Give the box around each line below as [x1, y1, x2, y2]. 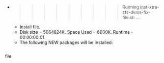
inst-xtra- [139, 4, 160, 10]
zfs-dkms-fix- [122, 9, 151, 15]
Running [122, 4, 139, 10]
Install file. [19, 24, 41, 30]
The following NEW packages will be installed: [19, 40, 113, 45]
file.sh [122, 15, 135, 20]
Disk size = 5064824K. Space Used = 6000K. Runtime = [19, 29, 134, 35]
